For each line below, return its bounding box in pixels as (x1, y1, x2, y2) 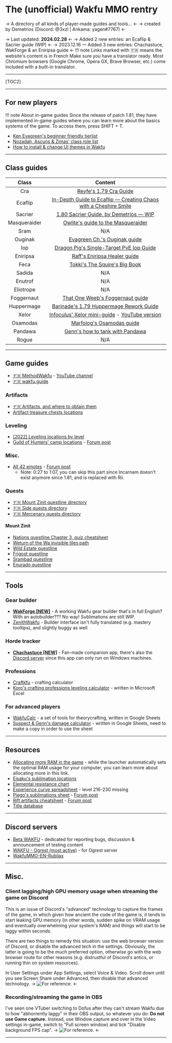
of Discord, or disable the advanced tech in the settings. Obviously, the (5, 943, 155, 949)
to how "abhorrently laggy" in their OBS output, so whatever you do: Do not (5, 1010, 165, 1017)
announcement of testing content (12, 841, 83, 847)
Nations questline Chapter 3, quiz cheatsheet (12, 534, 109, 540)
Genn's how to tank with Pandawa (64, 328, 146, 335)
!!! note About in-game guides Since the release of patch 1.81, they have (5, 112, 157, 118)
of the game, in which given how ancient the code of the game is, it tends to (5, 911, 166, 917)
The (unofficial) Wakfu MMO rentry (5, 4, 158, 15)
